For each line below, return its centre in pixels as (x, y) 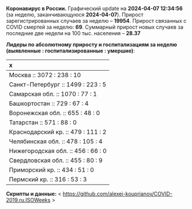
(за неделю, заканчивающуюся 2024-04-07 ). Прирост (75, 15)
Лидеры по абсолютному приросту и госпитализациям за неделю (92, 44)
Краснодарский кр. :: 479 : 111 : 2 (58, 132)
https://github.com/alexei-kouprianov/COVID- (117, 194)
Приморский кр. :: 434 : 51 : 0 (52, 170)
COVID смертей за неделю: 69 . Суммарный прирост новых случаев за (95, 27)
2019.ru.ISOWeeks (28, 200)
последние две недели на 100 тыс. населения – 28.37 (73, 33)
